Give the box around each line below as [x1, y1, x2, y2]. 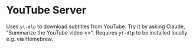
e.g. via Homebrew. [6, 35, 54, 42]
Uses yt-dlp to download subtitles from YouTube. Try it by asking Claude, [6, 23, 185, 30]
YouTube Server [6, 4, 87, 17]
